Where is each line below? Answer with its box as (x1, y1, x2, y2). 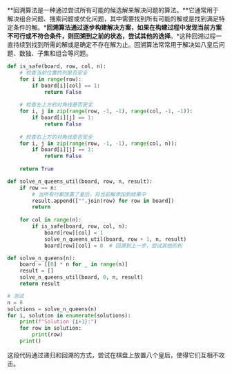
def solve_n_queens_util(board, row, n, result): (7, 178, 153, 185)
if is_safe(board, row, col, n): (32, 223, 128, 230)
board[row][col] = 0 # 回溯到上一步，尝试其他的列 (43, 242, 183, 249)
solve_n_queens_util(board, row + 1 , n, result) (43, 235, 187, 243)
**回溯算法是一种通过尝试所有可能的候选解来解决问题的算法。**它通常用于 (7, 6, 220, 14)
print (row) (32, 331, 64, 338)
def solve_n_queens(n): (7, 255, 76, 262)
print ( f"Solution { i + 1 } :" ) (19, 318, 97, 326)
